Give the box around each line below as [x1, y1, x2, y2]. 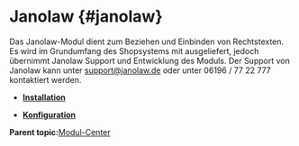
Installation [22, 92, 66, 103]
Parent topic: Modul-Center [9, 126, 111, 137]
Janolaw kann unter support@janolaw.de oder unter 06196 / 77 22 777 [9, 65, 272, 76]
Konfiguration [22, 109, 77, 120]
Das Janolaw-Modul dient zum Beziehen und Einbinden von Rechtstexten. [9, 36, 285, 47]
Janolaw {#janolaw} [9, 6, 164, 27]
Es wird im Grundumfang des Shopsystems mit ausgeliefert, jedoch [9, 45, 259, 56]
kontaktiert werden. [9, 74, 82, 85]
